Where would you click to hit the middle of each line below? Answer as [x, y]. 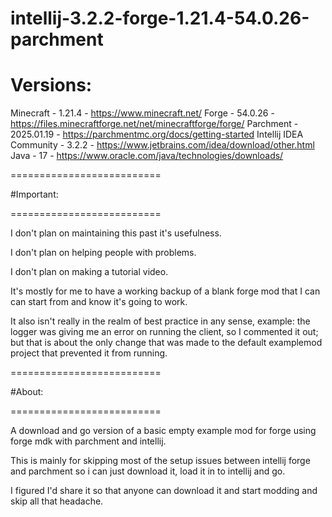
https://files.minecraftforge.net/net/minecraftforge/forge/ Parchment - [154, 124]
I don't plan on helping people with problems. [103, 253]
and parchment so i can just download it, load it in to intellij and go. [148, 471]
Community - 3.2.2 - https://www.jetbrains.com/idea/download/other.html [162, 145]
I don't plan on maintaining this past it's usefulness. [116, 233]
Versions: [51, 85]
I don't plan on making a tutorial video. [89, 272]
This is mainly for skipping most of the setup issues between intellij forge [160, 461]
